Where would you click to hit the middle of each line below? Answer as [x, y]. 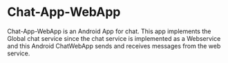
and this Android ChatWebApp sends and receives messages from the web [114, 46]
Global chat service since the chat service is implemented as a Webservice [114, 38]
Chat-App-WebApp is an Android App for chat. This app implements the [109, 31]
